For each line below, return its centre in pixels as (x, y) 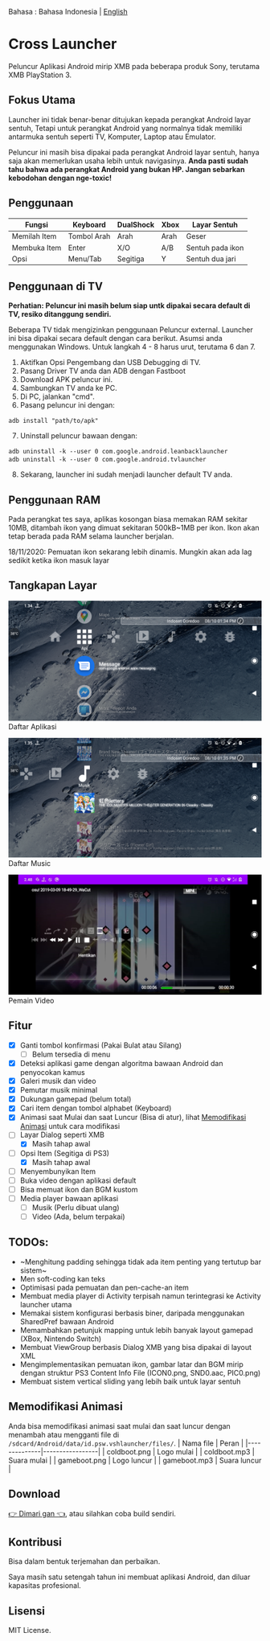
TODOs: (29, 1243)
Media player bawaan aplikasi (69, 1198)
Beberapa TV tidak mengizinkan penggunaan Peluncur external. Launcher (131, 330)
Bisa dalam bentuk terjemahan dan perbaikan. (84, 1561)
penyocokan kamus (53, 1073)
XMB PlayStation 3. (40, 75)
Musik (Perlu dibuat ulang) (76, 1207)
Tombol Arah (89, 236)
